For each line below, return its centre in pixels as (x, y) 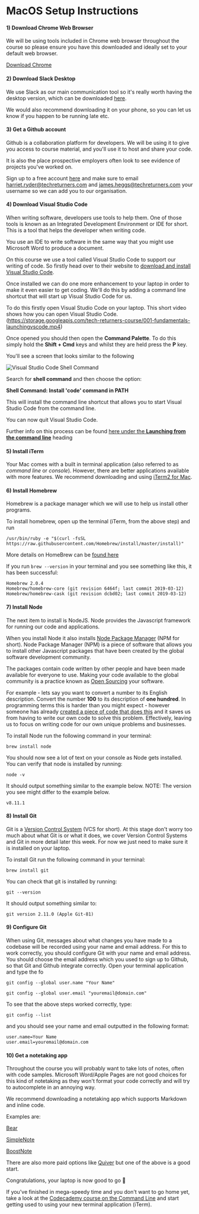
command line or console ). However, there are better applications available (98, 471)
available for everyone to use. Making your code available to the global (92, 675)
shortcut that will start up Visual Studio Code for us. (69, 296)
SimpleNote (20, 1140)
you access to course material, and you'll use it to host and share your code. (99, 149)
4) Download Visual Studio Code (47, 204)
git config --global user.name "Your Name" (61, 983)
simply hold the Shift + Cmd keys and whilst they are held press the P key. (97, 344)
